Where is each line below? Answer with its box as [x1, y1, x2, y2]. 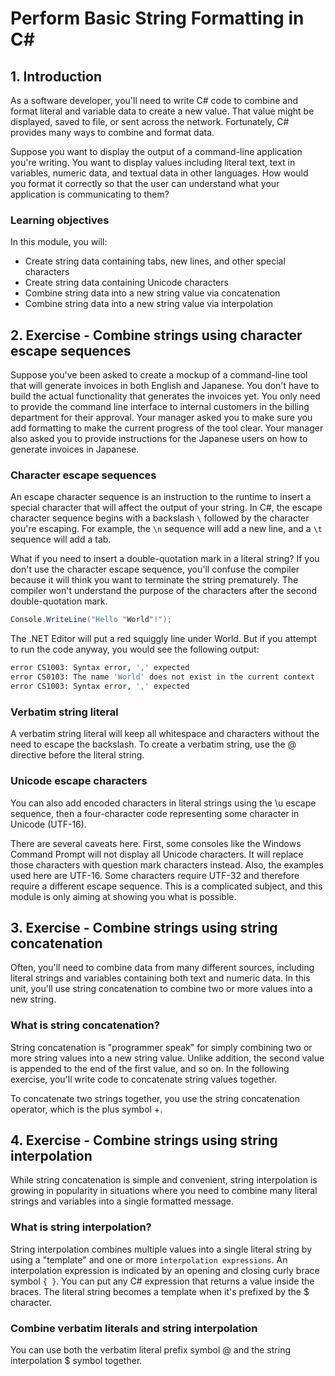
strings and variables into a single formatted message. [10, 1195, 235, 1207]
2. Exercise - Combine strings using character [10, 327, 303, 344]
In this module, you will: [10, 236, 108, 248]
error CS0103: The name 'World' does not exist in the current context [10, 672, 315, 682]
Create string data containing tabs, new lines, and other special [24, 255, 286, 267]
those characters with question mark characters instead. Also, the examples [10, 858, 324, 871]
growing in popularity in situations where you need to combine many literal [10, 1185, 318, 1197]
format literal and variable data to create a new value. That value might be [10, 105, 315, 117]
